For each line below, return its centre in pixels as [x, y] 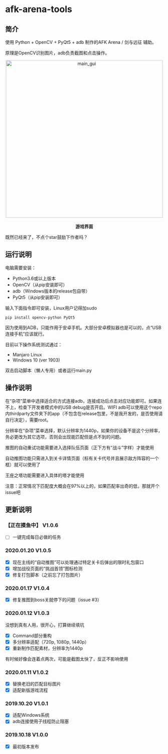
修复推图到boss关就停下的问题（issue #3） [57, 600]
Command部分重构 [32, 636]
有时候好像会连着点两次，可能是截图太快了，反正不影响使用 [67, 659]
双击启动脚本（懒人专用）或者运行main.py [48, 370]
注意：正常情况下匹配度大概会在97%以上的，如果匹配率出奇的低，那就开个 [82, 486]
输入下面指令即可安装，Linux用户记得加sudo [51, 308]
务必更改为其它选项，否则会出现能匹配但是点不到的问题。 [64, 436]
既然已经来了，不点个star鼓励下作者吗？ [47, 237]
